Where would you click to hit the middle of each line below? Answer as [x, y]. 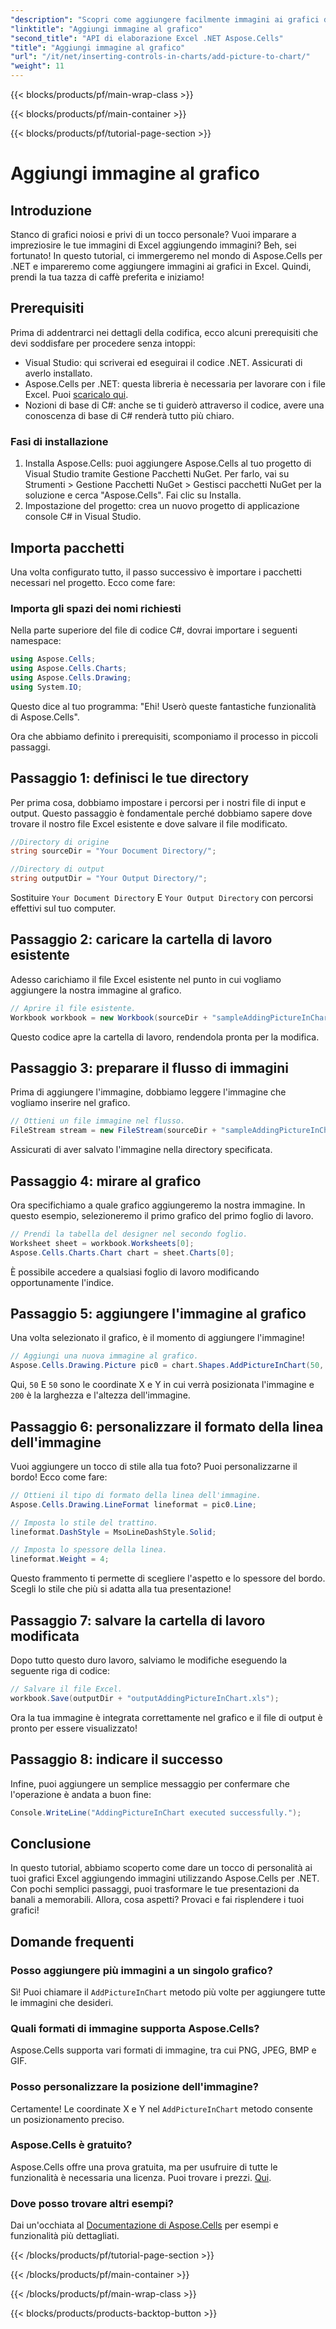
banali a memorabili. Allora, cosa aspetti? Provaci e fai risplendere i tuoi [157, 1900]
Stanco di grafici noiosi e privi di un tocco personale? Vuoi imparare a [153, 234]
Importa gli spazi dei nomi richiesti [96, 608]
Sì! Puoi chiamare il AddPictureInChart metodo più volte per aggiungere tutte [168, 1992]
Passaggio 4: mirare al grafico [106, 1181]
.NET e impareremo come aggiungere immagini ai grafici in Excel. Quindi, [161, 266]
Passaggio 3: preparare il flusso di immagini [149, 1067]
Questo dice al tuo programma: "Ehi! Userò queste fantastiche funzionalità [163, 706]
